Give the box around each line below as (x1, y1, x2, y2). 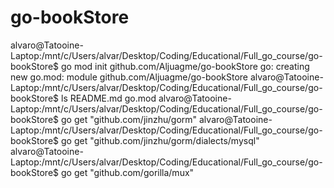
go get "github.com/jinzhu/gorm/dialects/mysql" (60, 134, 260, 146)
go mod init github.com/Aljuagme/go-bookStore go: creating (60, 60, 310, 72)
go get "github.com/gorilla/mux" (60, 166, 195, 178)
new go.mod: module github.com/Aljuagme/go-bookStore (10, 71, 248, 83)
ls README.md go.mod (60, 92, 157, 104)
